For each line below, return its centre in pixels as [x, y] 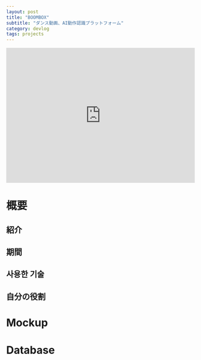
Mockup [27, 323]
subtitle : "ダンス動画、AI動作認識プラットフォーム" [65, 23]
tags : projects [25, 34]
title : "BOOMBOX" [28, 17]
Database [31, 350]
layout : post [22, 12]
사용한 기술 [25, 274]
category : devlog [28, 28]
